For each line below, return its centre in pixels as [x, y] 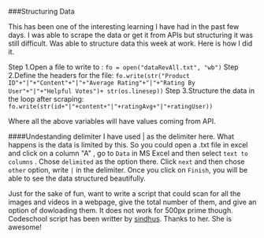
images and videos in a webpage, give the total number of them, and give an [132, 202]
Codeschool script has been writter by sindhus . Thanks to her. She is [120, 219]
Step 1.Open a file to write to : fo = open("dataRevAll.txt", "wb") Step [123, 67]
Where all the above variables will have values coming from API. [112, 121]
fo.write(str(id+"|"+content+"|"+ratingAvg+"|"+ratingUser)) [111, 106]
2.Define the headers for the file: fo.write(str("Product [99, 75]
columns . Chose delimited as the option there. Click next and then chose [126, 162]
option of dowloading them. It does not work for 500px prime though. [121, 210]
